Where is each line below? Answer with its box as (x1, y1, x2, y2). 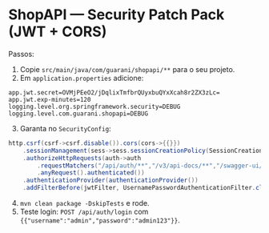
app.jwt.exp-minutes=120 (8, 95, 91, 103)
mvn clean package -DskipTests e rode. (19, 199, 150, 208)
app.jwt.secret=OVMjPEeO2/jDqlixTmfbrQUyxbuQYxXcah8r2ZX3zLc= (8, 88, 220, 97)
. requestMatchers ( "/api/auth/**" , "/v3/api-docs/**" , (37, 162, 217, 170)
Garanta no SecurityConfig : (19, 123, 111, 133)
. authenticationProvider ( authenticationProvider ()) (22, 176, 199, 185)
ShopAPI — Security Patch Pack (8, 6, 225, 24)
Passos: (8, 49, 34, 58)
